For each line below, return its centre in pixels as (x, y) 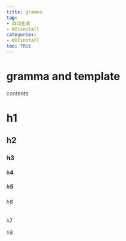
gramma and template (63, 76)
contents (17, 93)
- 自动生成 (18, 23)
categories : (21, 35)
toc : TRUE (19, 46)
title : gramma (24, 12)
